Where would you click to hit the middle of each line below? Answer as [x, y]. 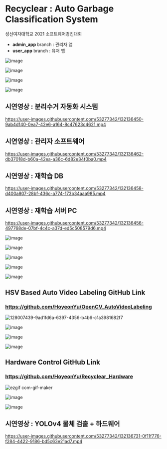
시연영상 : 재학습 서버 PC [41, 210]
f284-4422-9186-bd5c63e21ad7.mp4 [44, 441]
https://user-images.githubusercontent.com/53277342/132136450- [74, 119]
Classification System [52, 19]
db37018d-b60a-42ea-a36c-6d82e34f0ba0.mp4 [56, 159]
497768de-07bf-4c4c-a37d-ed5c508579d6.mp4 [56, 228]
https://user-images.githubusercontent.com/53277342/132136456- [74, 223]
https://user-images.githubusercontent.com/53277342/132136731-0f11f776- [83, 436]
